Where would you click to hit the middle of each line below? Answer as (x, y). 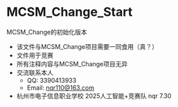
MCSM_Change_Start (70, 12)
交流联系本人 (35, 72)
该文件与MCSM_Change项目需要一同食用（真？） (87, 46)
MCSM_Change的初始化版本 (47, 32)
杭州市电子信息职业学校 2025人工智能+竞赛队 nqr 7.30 (94, 96)
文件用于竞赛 (35, 55)
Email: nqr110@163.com (61, 88)
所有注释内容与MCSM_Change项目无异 (72, 64)
